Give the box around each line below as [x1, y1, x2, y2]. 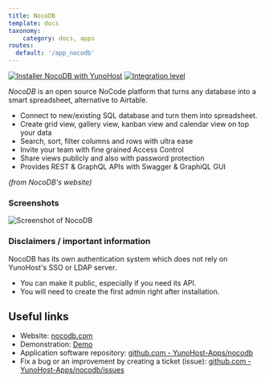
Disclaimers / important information [8, 236, 151, 247]
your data [19, 128, 52, 137]
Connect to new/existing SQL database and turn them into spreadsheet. [19, 111, 258, 120]
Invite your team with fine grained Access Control [19, 145, 185, 154]
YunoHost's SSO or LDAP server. [8, 262, 117, 272]
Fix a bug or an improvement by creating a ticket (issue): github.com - [19, 356, 251, 366]
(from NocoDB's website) [8, 177, 92, 187]
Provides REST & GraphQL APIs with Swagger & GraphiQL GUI [19, 162, 226, 171]
